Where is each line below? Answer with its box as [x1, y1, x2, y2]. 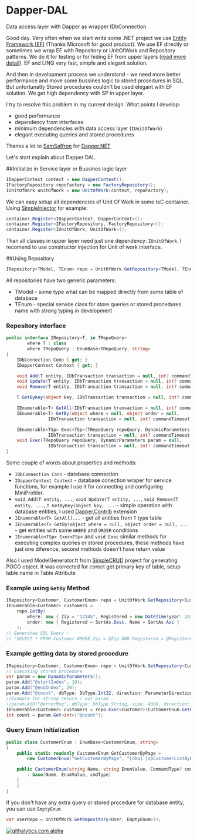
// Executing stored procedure [6, 668, 83, 674]
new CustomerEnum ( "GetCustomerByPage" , [27, 756, 125, 762]
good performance [14, 112, 60, 119]
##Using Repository [6, 255, 55, 262]
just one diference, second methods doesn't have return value [14, 546, 165, 553]
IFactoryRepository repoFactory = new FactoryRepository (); [6, 182, 157, 188]
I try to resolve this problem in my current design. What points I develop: [6, 101, 181, 108]
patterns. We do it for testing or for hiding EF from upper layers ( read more [6, 53, 186, 60]
